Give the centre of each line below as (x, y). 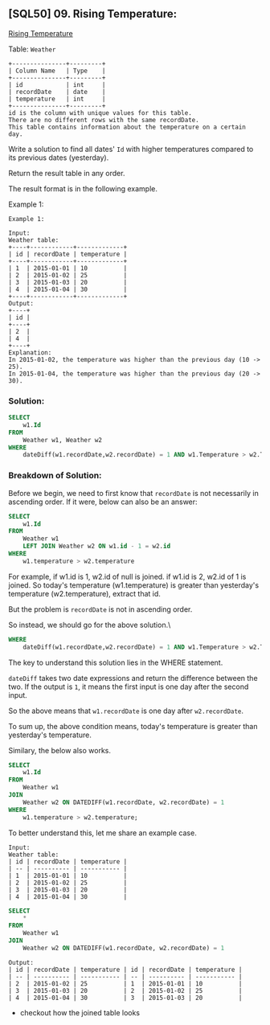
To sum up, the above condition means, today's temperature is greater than (133, 726)
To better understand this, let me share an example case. (102, 833)
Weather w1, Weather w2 (63, 440)
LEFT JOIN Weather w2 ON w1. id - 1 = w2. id (97, 547)
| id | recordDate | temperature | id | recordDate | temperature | (125, 970)
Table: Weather (32, 49)
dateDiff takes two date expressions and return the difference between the (133, 678)
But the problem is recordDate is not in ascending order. (100, 609)
